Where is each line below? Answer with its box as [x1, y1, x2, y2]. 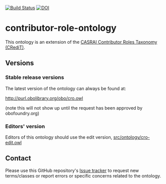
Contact [5, 154, 31, 163]
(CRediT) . [5, 44, 25, 50]
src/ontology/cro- [113, 134, 150, 140]
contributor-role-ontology [5, 23, 117, 34]
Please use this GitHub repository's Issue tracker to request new [5, 167, 139, 173]
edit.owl [5, 139, 22, 145]
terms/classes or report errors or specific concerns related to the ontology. [5, 172, 161, 178]
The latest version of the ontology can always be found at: [5, 85, 126, 91]
